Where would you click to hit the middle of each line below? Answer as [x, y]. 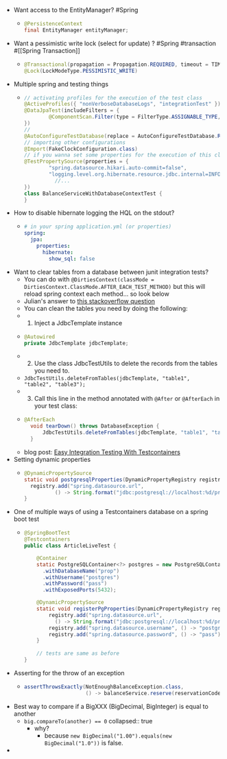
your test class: [56, 406]
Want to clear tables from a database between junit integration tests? [111, 272]
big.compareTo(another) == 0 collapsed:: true [88, 721]
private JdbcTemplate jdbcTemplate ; [76, 343]
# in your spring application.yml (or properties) [98, 227]
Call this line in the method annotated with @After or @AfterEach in [127, 399]
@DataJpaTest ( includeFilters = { [72, 110]
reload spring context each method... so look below [96, 294]
